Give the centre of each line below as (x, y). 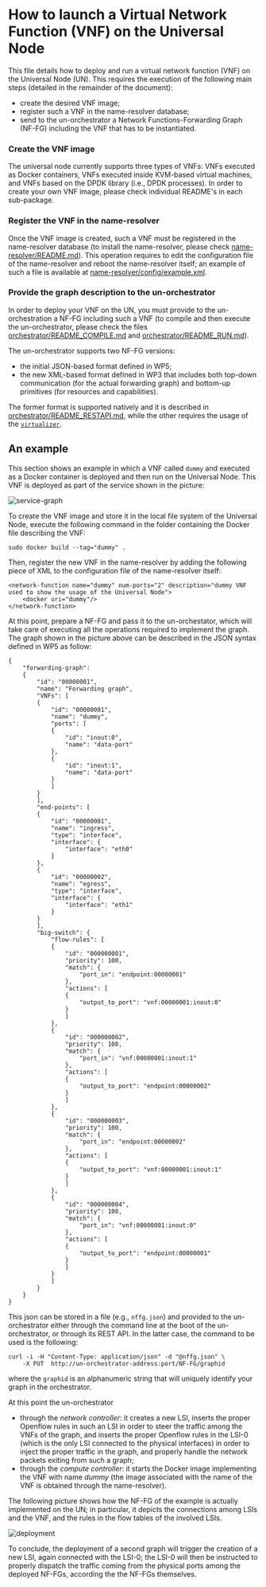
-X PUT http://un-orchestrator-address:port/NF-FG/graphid (124, 1363)
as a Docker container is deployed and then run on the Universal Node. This (132, 476)
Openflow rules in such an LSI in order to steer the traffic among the (131, 1426)
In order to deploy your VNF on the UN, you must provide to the (112, 310)
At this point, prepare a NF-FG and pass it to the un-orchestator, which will (130, 621)
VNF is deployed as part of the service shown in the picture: (106, 485)
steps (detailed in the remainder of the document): (91, 87)
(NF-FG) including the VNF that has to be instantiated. (108, 128)
